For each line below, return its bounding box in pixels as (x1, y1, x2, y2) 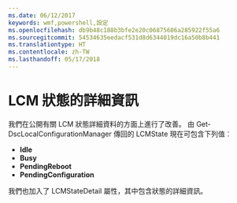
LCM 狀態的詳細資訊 (8, 92, 139, 110)
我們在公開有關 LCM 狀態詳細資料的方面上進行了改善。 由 (8, 119, 195, 128)
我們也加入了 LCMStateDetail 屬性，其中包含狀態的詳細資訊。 (8, 186, 207, 195)
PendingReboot (19, 161, 72, 171)
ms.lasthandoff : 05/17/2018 (8, 56, 101, 64)
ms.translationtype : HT (8, 41, 87, 49)
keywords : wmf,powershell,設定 (8, 19, 109, 27)
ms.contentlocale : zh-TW (8, 48, 90, 56)
